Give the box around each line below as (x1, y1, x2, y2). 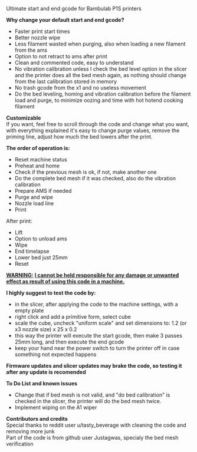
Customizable (6, 114, 41, 121)
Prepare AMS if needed (14, 187, 72, 194)
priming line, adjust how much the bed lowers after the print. (6, 133, 153, 140)
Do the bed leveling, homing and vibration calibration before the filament (14, 91, 191, 97)
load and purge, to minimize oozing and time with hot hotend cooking (14, 97, 183, 104)
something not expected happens (14, 351, 97, 358)
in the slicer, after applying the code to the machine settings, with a (14, 301, 178, 308)
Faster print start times (14, 28, 70, 35)
